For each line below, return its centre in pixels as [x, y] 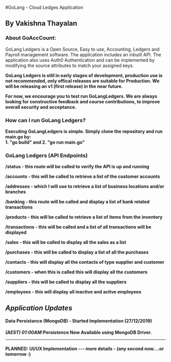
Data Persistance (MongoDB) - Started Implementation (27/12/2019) [79, 321]
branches [16, 192]
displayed [16, 233]
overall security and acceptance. [41, 107]
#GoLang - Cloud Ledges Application [44, 7]
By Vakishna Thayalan [41, 23]
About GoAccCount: [31, 38]
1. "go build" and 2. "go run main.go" [45, 142]
